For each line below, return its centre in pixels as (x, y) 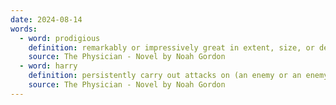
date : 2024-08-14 (46, 19)
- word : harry (48, 66)
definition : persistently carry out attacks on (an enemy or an (165, 76)
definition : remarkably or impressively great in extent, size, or (171, 47)
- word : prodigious (60, 38)
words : (24, 29)
